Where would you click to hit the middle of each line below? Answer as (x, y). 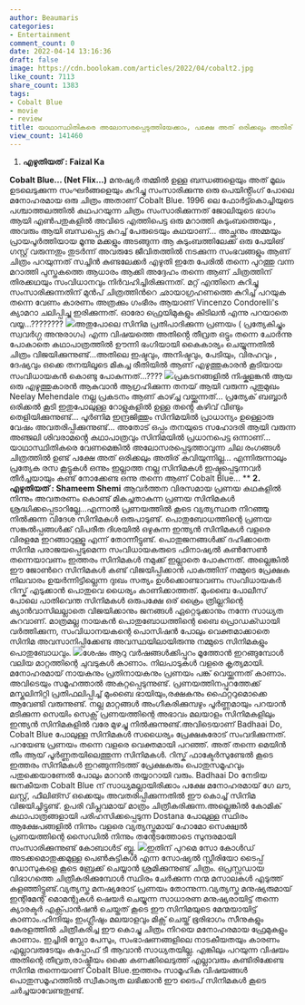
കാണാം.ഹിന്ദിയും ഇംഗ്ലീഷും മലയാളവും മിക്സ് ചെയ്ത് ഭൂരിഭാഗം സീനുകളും (137, 919)
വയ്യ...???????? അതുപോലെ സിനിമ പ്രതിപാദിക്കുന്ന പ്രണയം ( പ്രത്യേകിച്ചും (148, 324)
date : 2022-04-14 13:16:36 (60, 52)
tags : (20, 93)
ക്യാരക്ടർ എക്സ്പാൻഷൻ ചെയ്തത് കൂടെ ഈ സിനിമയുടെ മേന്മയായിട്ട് (133, 909)
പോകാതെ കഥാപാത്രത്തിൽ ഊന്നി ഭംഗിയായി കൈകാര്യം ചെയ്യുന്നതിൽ (142, 344)
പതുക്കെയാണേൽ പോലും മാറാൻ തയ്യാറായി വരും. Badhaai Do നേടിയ (138, 775)
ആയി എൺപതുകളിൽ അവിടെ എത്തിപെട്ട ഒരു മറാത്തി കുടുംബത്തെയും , (143, 220)
